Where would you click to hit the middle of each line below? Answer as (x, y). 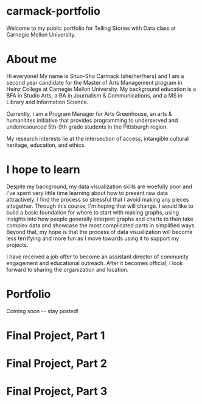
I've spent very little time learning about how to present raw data (87, 193)
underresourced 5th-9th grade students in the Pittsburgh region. (87, 127)
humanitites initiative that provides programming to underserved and (92, 120)
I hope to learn (43, 170)
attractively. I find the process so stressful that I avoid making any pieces (98, 199)
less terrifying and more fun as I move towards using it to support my (93, 238)
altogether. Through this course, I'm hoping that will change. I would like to (100, 206)
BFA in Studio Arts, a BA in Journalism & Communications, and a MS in (94, 95)
